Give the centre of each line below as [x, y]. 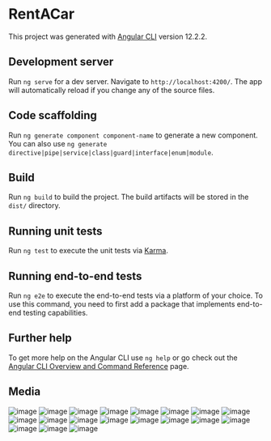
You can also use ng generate [58, 143]
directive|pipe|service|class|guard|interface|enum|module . [111, 152]
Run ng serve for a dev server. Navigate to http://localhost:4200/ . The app [135, 81]
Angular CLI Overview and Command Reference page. [99, 366]
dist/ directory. [34, 206]
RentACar [42, 14]
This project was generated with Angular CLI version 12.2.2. [108, 36]
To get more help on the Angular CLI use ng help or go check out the [123, 358]
